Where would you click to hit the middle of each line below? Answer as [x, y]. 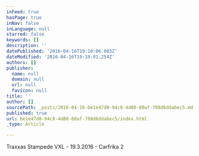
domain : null [28, 79]
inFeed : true [23, 12]
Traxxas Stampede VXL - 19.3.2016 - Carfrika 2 [65, 147]
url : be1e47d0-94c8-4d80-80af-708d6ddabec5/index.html [77, 119]
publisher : [20, 68]
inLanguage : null [28, 29]
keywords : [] [23, 40]
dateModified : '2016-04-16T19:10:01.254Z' [60, 57]
